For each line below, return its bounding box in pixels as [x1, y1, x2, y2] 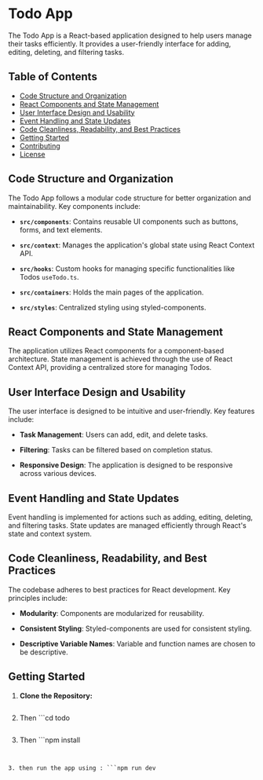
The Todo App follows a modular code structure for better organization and [8, 193, 251, 203]
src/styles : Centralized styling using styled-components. [19, 302, 206, 312]
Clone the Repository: [19, 690, 93, 700]
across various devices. [19, 469, 97, 478]
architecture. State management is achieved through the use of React [8, 354, 233, 364]
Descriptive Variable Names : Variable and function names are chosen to [19, 639, 256, 648]
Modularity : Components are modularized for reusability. [19, 608, 205, 617]
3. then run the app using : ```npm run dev [8, 764, 156, 772]
